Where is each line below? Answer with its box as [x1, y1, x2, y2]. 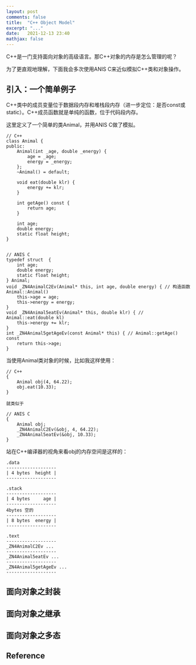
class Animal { [6, 138, 44, 144]
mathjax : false [6, 36, 44, 42]
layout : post [6, 8, 38, 15]
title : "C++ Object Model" [6, 19, 76, 25]
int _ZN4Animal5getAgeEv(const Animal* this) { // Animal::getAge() [6, 330, 178, 336]
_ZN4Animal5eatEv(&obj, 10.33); [17, 431, 96, 437]
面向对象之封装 [6, 587, 61, 597]
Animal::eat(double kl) [6, 315, 65, 320]
